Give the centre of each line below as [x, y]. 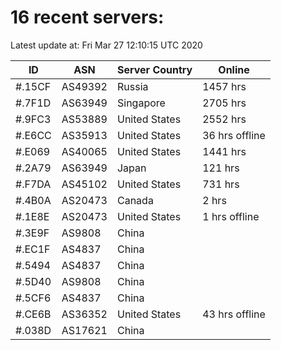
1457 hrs [224, 86]
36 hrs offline [234, 135]
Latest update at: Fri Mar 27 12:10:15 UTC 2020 [106, 45]
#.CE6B [33, 314]
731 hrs [221, 184]
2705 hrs [224, 103]
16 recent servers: [87, 17]
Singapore [141, 103]
